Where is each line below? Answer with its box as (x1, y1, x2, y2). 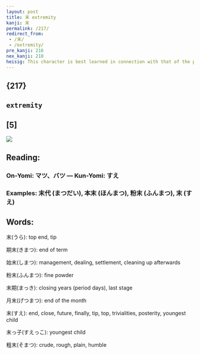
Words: (6, 217, 34, 227)
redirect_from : (6, 31, 44, 37)
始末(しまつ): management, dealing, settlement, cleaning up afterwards (6, 259, 180, 266)
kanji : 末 (6, 20, 30, 26)
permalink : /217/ (6, 25, 49, 32)
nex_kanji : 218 (6, 53, 44, 59)
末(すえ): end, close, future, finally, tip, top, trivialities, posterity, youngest (6, 310, 186, 317)
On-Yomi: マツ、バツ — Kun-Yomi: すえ (6, 171, 119, 180)
